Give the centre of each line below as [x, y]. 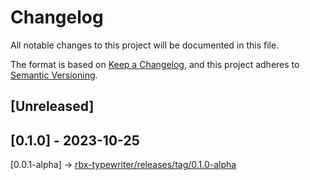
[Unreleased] [52, 106]
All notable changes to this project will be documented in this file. [145, 45]
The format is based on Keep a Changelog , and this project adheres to [155, 64]
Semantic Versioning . [54, 75]
